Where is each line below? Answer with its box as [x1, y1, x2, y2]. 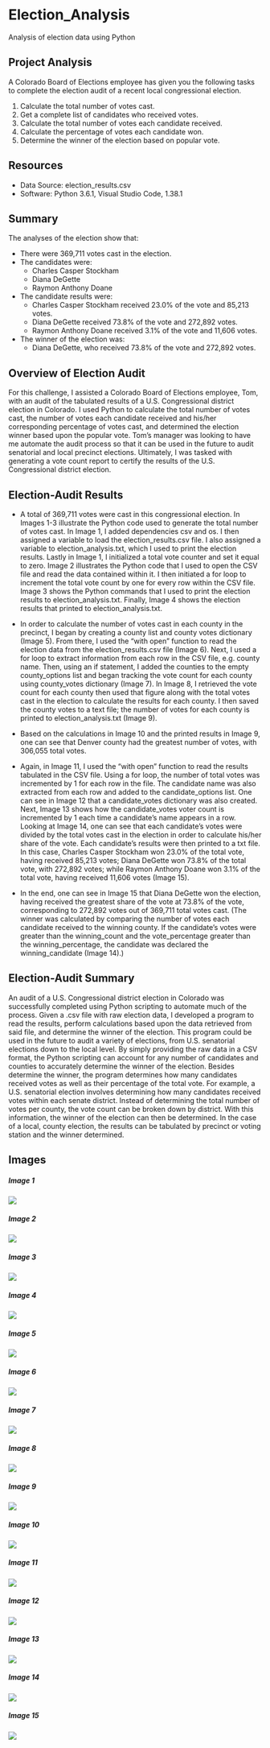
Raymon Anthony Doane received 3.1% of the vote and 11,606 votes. [31, 326, 258, 336]
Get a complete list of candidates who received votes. [19, 110, 198, 119]
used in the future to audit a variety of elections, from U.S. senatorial [8, 1035, 235, 1045]
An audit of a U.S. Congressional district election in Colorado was [8, 993, 225, 1002]
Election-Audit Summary [8, 972, 135, 986]
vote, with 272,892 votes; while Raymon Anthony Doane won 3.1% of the [19, 864, 261, 874]
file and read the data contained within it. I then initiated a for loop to [19, 569, 247, 579]
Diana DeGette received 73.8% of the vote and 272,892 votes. [31, 317, 239, 327]
